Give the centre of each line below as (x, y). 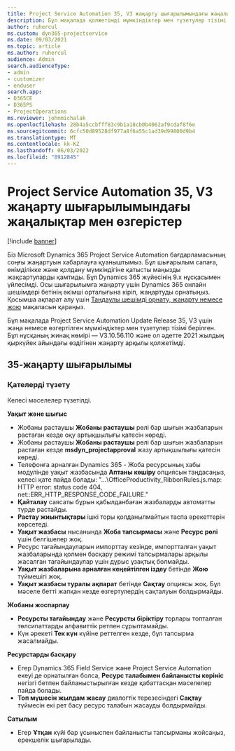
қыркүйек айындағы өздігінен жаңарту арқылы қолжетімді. (96, 343)
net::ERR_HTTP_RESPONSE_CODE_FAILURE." (83, 494)
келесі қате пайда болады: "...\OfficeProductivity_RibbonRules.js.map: (120, 479)
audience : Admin (31, 60)
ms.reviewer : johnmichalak (47, 118)
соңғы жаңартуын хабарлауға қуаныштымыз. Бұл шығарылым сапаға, (113, 262)
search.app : (24, 92)
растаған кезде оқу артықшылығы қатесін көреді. (92, 435)
